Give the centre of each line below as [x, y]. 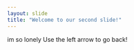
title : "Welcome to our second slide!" [65, 20]
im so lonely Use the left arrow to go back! [67, 39]
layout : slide [28, 13]
